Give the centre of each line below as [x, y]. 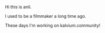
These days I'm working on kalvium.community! [53, 25]
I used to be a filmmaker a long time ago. [45, 16]
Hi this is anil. [18, 7]
